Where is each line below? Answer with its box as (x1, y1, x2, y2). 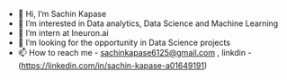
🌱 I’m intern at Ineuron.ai (17, 28, 110, 38)
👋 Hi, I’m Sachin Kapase (17, 9, 107, 19)
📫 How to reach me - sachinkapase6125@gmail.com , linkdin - (17, 48, 252, 58)
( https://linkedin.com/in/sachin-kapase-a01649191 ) (17, 60, 208, 71)
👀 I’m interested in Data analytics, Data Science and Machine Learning (17, 18, 279, 29)
